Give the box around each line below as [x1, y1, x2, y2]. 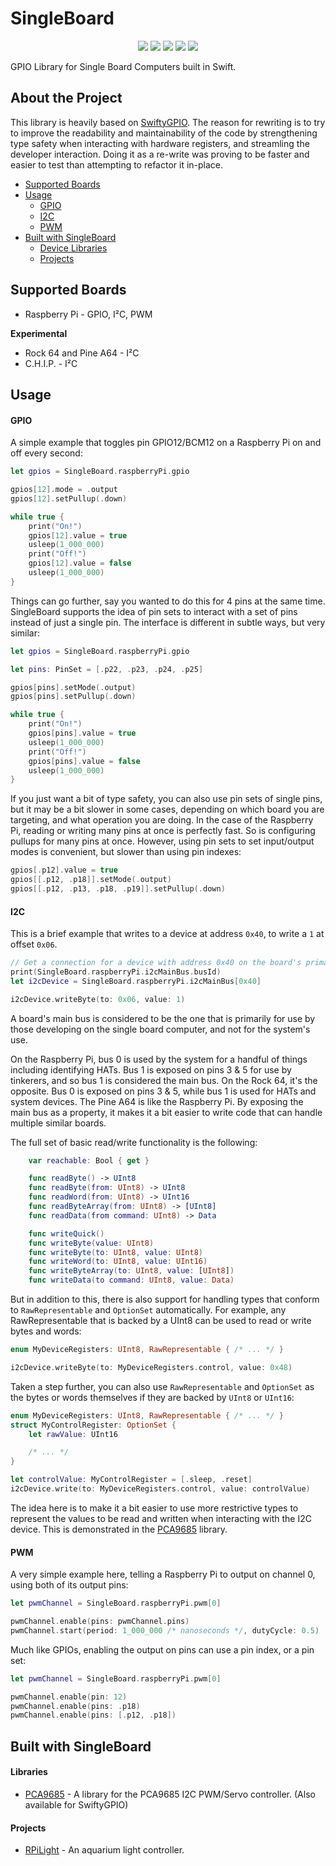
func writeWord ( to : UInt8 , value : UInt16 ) [28, 1257, 208, 1267]
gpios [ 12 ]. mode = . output [10, 485, 118, 495]
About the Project [10, 90, 123, 107]
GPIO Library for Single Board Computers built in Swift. [10, 60, 237, 72]
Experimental [10, 327, 68, 339]
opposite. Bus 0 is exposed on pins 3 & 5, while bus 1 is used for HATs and [10, 1085, 317, 1097]
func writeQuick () [28, 1228, 105, 1239]
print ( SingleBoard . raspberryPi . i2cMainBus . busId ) [10, 967, 222, 977]
